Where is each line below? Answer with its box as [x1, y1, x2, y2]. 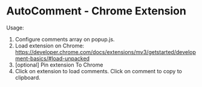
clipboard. [15, 74, 41, 81]
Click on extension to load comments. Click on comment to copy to [15, 67, 183, 74]
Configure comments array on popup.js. [15, 35, 115, 43]
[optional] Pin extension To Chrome [15, 61, 103, 68]
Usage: [6, 24, 24, 31]
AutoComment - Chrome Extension [6, 4, 186, 18]
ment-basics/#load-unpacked [15, 55, 90, 62]
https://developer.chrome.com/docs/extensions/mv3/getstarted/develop [15, 48, 197, 55]
